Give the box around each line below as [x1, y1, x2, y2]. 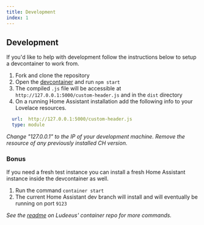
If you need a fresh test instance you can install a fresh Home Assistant [6, 169, 186, 176]
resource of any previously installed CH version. [6, 139, 128, 147]
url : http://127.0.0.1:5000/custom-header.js [12, 116, 133, 122]
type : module [12, 122, 45, 128]
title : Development [6, 9, 56, 15]
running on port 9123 [15, 200, 67, 207]
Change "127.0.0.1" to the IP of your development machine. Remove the [6, 133, 185, 141]
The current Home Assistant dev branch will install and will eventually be [15, 193, 199, 201]
